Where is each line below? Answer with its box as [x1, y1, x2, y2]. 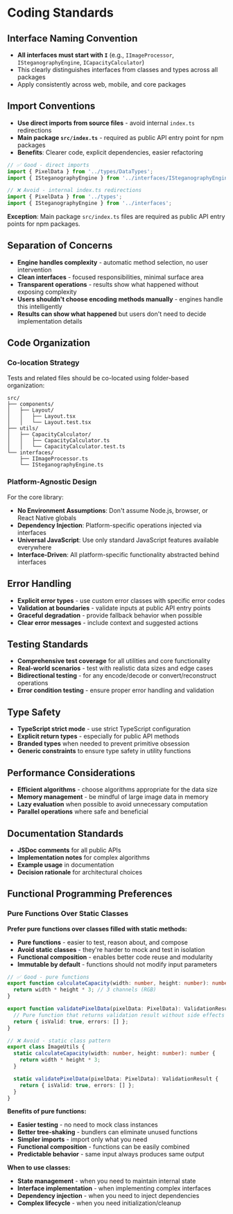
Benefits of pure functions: [7, 1107, 87, 1116]
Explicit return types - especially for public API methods [17, 732, 180, 741]
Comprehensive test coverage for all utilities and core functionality [17, 657, 211, 665]
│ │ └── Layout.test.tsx [7, 419, 92, 425]
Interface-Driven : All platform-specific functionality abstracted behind [17, 550, 220, 558]
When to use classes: [7, 1163, 71, 1172]
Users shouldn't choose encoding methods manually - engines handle [17, 294, 223, 303]
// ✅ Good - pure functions [7, 974, 90, 980]
